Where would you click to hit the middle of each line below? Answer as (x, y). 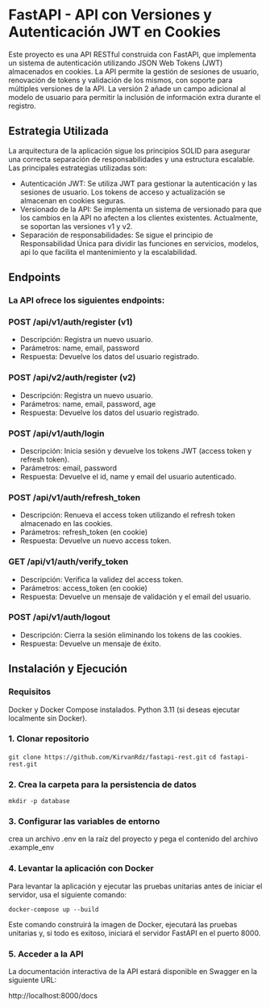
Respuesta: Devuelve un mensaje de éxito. (90, 643)
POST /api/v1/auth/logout (60, 617)
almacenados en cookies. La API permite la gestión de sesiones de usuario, (134, 71)
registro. (22, 106)
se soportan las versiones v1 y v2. (76, 226)
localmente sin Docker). (48, 718)
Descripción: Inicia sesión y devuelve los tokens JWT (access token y (136, 450)
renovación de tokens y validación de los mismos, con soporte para (120, 80)
